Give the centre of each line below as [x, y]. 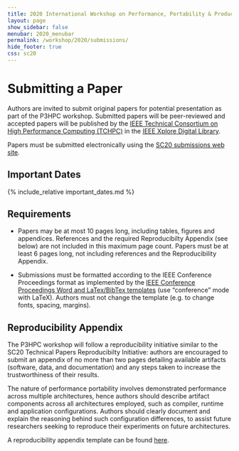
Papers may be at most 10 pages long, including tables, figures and [116, 231]
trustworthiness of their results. [53, 375]
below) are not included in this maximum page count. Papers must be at [123, 246]
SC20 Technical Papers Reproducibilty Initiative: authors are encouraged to [118, 352]
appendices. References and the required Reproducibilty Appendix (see [123, 239]
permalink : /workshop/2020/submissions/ [68, 40]
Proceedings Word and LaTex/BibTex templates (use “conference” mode [123, 290]
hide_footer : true [34, 47]
